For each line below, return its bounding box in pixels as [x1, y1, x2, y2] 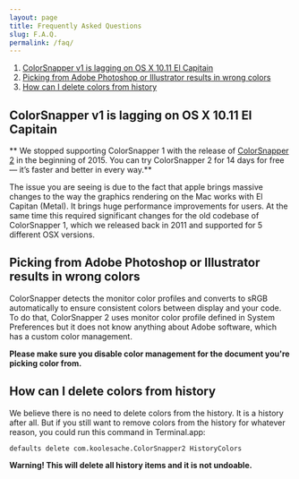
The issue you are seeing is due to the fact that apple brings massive [9, 182, 264, 192]
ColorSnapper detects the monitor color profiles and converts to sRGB [9, 293, 269, 304]
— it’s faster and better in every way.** [9, 165, 152, 175]
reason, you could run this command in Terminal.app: [9, 426, 206, 437]
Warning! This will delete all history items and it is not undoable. [9, 459, 252, 470]
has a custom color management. [9, 330, 132, 341]
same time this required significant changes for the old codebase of [9, 210, 260, 221]
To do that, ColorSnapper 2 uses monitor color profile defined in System [9, 312, 276, 322]
